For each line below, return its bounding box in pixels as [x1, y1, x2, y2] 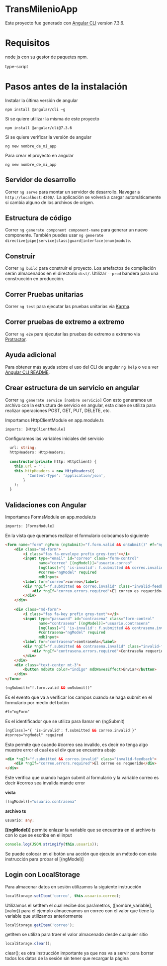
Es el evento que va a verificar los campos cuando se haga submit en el [5, 694, 152, 700]
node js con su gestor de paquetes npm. [5, 54, 88, 60]
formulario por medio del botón [5, 699, 69, 705]
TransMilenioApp [5, 3, 78, 15]
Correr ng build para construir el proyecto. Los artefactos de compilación [5, 265, 157, 271]
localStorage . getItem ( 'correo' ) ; [5, 922, 75, 928]
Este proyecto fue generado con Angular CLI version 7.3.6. [5, 20, 125, 26]
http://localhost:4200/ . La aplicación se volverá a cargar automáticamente [5, 194, 162, 200]
